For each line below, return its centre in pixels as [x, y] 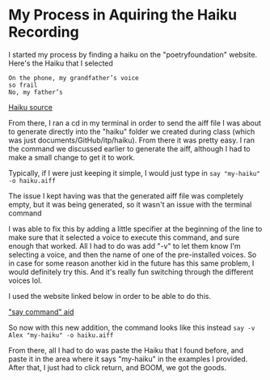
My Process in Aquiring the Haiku [122, 15]
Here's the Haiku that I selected [61, 63]
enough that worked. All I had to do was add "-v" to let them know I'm [124, 246]
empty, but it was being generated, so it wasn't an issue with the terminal [130, 204]
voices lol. [25, 280]
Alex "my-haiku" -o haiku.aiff [61, 335]
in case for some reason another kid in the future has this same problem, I [131, 263]
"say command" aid [41, 312]
